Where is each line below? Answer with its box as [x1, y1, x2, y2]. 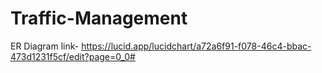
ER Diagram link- [10, 40, 80, 52]
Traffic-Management [10, 7, 188, 30]
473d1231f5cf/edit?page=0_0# [10, 50, 136, 62]
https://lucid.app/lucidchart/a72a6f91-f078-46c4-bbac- [81, 40, 312, 52]
